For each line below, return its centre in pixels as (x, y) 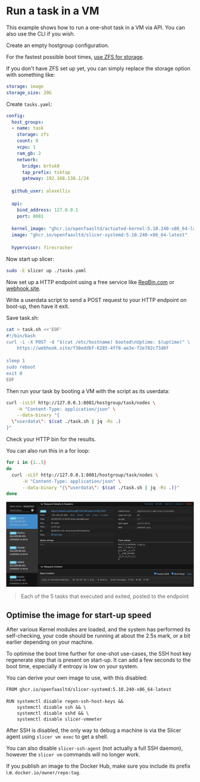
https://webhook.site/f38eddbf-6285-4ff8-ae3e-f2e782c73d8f (93, 348)
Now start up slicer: (30, 259)
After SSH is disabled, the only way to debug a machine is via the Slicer (94, 730)
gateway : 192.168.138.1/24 (55, 179)
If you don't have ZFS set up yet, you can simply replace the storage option (98, 68)
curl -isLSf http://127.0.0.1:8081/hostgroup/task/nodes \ (81, 403)
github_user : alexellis (41, 191)
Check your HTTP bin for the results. (51, 440)
